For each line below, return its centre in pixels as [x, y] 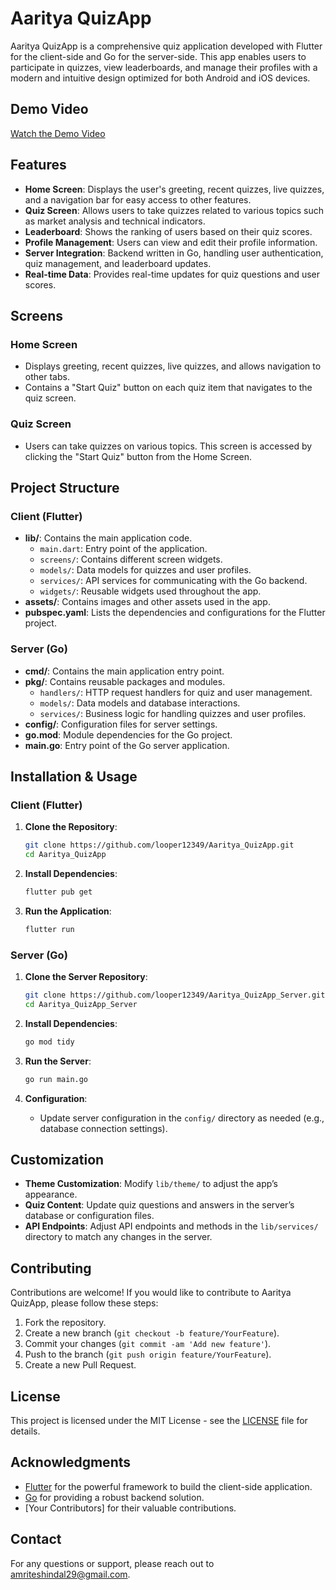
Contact [36, 1539]
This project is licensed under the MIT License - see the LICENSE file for [159, 1420]
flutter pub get [58, 892]
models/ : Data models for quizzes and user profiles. [145, 570]
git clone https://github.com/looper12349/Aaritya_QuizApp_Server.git [175, 995]
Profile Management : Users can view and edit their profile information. [171, 242]
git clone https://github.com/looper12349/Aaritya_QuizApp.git [159, 845]
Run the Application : [68, 911]
